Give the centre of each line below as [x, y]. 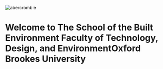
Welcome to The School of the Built [79, 28]
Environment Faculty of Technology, [82, 38]
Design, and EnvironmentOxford [73, 49]
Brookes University [45, 59]
